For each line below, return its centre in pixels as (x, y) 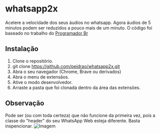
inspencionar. (19, 126)
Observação (25, 103)
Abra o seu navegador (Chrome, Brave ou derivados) (67, 71)
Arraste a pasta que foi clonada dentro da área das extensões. (77, 87)
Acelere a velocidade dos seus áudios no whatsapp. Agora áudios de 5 (78, 22)
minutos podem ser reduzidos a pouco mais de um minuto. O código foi (79, 27)
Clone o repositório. (33, 61)
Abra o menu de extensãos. (41, 77)
